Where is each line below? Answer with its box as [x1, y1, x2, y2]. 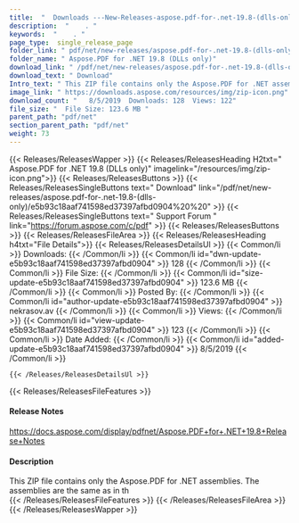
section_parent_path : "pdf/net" [9, 121, 129, 130]
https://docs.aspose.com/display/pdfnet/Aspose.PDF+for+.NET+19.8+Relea [9, 426, 287, 437]
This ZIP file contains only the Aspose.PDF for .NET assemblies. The [9, 476, 260, 486]
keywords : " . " [9, 29, 86, 38]
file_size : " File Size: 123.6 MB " [9, 104, 149, 113]
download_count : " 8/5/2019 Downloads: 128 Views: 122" [9, 95, 238, 105]
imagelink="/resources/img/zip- [153, 162, 271, 174]
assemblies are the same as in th [9, 486, 130, 496]
